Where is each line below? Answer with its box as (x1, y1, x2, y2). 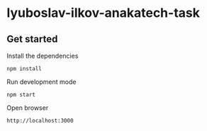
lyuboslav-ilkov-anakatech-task (6, 5, 200, 21)
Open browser (6, 104, 49, 112)
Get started (6, 33, 58, 45)
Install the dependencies (6, 51, 79, 60)
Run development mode (6, 77, 77, 86)
